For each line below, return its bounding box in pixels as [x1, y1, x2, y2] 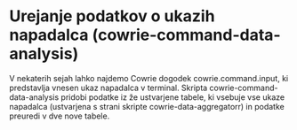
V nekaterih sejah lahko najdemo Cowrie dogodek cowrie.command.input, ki [9, 73, 289, 83]
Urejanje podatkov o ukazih [9, 6, 215, 27]
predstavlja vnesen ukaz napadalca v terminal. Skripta [9, 82, 208, 93]
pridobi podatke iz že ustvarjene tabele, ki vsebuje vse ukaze [60, 91, 285, 103]
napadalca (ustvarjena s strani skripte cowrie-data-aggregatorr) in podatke [9, 101, 285, 111]
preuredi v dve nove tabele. [9, 111, 110, 121]
